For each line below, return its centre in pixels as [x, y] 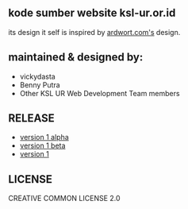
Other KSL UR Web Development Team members [100, 93]
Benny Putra [40, 85]
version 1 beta [42, 145]
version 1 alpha [44, 137]
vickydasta [37, 76]
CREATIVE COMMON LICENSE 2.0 [64, 199]
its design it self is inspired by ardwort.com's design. [94, 32]
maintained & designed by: [76, 58]
